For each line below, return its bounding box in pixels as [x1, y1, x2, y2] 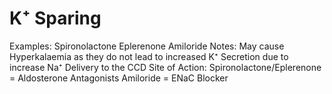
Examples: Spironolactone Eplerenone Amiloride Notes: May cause [9, 40, 285, 52]
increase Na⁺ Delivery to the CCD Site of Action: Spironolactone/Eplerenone [9, 61, 322, 73]
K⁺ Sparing [9, 7, 102, 30]
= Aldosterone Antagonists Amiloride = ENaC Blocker [9, 72, 229, 84]
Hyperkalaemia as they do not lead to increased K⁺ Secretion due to [9, 50, 289, 62]
